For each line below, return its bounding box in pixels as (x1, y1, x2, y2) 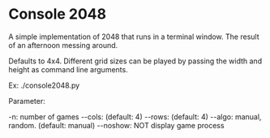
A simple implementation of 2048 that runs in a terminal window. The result (8, 32, 259, 41)
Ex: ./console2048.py (8, 80, 80, 90)
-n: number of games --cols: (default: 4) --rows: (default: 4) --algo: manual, (8, 111, 262, 122)
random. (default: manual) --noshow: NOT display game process (8, 120, 225, 130)
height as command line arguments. (8, 64, 128, 74)
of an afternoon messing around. (8, 40, 118, 50)
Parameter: (8, 96, 46, 106)
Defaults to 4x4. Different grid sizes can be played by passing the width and (8, 56, 262, 66)
